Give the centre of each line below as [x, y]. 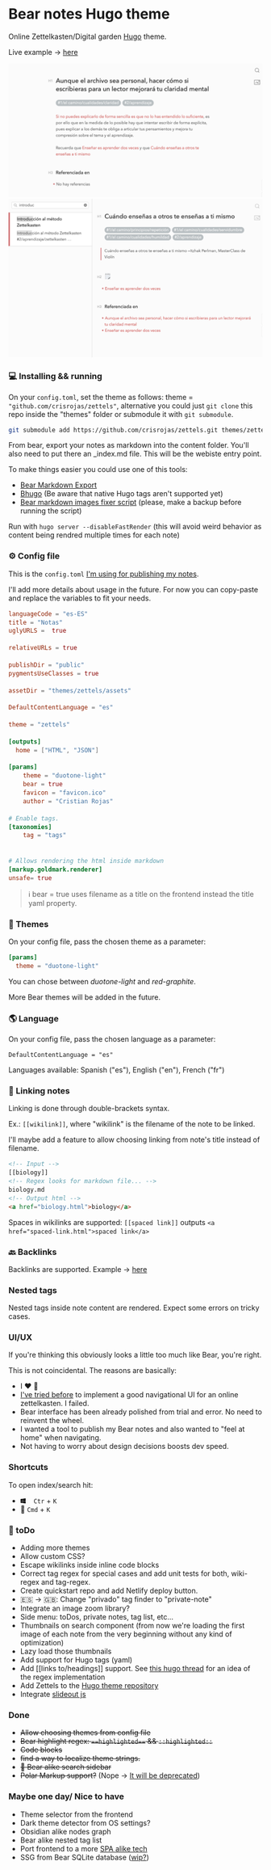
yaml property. [52, 903]
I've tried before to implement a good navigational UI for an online [129, 1395]
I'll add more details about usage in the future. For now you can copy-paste [133, 589]
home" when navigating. [60, 1438]
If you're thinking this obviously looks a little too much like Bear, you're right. [135, 1355]
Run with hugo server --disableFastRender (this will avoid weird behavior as [135, 527]
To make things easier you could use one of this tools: [98, 470]
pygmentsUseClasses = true [54, 673]
